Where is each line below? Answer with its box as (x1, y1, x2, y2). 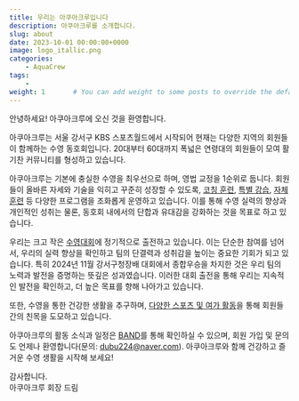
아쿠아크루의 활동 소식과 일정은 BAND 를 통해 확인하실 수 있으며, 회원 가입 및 (9, 330, 273, 341)
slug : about (9, 29, 53, 38)
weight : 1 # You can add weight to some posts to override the (9, 87, 273, 96)
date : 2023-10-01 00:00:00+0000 (9, 37, 129, 47)
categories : (9, 54, 53, 63)
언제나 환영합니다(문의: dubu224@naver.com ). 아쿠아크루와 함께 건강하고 (18, 341, 278, 351)
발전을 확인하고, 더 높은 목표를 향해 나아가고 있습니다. (18, 281, 204, 292)
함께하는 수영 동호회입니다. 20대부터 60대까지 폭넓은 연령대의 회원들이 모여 (18, 143, 280, 154)
